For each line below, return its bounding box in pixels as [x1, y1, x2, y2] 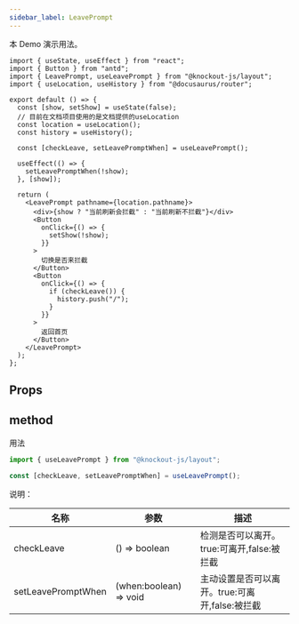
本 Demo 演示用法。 [9, 38, 83, 49]
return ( [17, 190, 50, 199]
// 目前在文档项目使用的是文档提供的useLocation [17, 112, 180, 121]
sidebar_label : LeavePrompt [9, 12, 114, 22]
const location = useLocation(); [17, 120, 141, 129]
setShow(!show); [48, 230, 109, 240]
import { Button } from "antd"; [9, 64, 129, 73]
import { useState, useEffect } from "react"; [9, 56, 185, 65]
